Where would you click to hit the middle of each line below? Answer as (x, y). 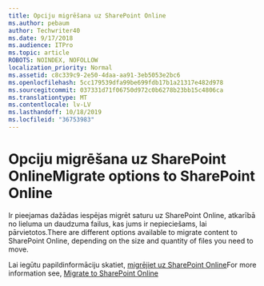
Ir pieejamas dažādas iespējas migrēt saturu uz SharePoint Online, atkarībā (132, 215)
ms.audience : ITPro (41, 46)
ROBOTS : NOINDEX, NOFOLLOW (53, 61)
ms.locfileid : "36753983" (51, 120)
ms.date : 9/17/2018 (41, 38)
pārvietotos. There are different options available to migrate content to (123, 232)
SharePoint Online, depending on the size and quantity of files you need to (131, 240)
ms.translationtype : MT (48, 97)
